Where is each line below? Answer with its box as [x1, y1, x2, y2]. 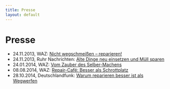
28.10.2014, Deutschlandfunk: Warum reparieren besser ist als [12, 72, 144, 79]
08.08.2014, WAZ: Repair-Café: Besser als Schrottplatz [12, 67, 129, 73]
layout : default [5, 12, 40, 17]
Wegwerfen [12, 78, 37, 84]
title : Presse [5, 7, 36, 13]
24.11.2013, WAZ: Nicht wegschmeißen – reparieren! [12, 51, 122, 57]
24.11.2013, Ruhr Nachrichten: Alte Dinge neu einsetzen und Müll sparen [12, 56, 165, 63]
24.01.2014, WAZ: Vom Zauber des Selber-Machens [12, 62, 122, 68]
